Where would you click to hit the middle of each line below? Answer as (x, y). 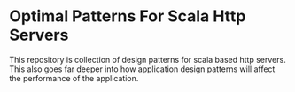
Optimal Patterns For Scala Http (128, 16)
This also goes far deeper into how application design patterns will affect (142, 69)
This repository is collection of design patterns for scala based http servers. (147, 59)
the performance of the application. (74, 78)
